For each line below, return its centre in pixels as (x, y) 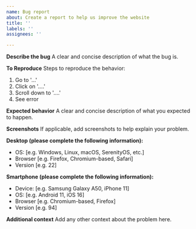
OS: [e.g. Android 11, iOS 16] (49, 195)
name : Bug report (28, 12)
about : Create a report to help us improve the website (78, 17)
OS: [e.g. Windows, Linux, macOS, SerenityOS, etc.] (80, 152)
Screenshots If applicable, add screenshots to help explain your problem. (98, 129)
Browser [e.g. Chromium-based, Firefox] (65, 201)
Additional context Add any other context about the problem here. (89, 219)
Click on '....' (30, 86)
